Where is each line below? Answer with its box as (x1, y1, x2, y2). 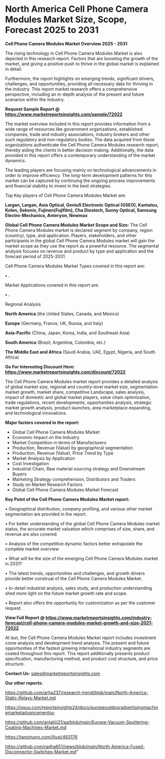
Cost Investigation (12, 460, 49, 467)
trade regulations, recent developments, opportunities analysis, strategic (5, 399, 152, 405)
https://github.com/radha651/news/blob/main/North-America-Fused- (5, 743, 145, 749)
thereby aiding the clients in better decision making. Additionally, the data (5, 147, 154, 153)
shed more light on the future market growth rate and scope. (5, 590, 128, 596)
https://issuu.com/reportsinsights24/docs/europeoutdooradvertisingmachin (5, 704, 159, 710)
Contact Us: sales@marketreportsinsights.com (5, 670, 101, 676)
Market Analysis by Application (12, 455, 75, 461)
